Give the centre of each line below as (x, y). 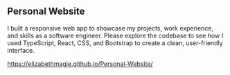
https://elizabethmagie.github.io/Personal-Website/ (80, 64)
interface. (21, 50)
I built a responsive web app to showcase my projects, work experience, (110, 28)
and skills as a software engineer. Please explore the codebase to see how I (115, 35)
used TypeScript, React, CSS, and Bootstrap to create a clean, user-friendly (115, 43)
